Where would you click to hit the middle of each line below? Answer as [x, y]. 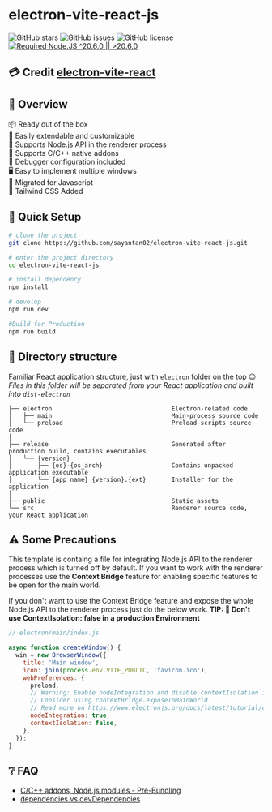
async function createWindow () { [65, 648]
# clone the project [43, 235]
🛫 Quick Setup [45, 217]
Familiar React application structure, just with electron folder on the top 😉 [132, 376]
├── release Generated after [117, 444]
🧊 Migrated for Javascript [51, 183]
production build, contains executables [78, 451]
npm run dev [28, 310]
